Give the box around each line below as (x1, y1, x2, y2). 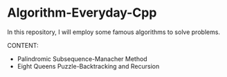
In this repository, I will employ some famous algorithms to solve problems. (7, 28, 220, 36)
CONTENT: (7, 41, 39, 49)
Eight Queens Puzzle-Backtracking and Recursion (17, 62, 160, 70)
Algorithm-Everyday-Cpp (7, 5, 157, 21)
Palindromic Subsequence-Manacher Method (17, 54, 147, 63)
